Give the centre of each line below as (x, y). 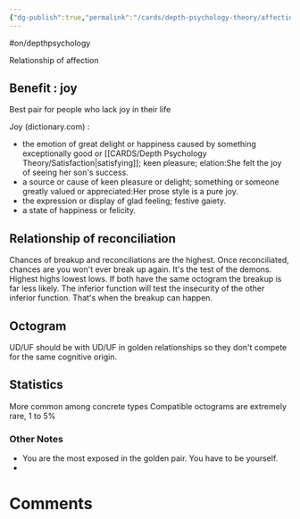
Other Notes (37, 439)
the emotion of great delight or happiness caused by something (139, 144)
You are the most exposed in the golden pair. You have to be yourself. (150, 458)
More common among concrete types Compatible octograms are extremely (148, 406)
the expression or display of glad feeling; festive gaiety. (124, 201)
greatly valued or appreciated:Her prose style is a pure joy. (130, 192)
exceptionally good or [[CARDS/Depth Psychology (114, 153)
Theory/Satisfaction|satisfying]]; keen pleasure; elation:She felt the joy (152, 163)
